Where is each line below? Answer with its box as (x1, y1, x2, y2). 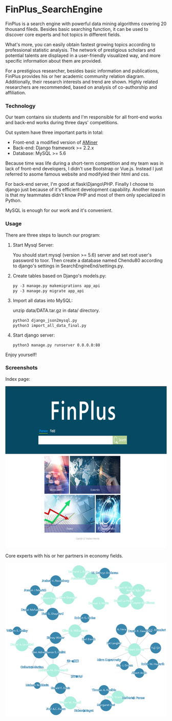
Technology (5, 102, 36, 109)
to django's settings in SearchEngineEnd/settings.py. (12, 263, 124, 269)
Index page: (5, 376, 31, 382)
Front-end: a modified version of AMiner (12, 140, 98, 146)
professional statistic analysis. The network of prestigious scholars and (5, 47, 156, 53)
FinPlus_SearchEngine (5, 4, 103, 15)
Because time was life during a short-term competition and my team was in (5, 160, 164, 166)
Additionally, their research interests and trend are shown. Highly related (5, 79, 158, 85)
